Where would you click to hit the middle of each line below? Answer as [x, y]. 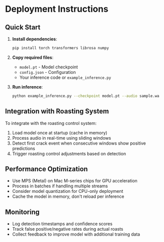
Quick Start [23, 27]
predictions [23, 148]
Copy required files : [33, 57]
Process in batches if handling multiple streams [60, 186]
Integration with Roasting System [57, 111]
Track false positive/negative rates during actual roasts [68, 229]
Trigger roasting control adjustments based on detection [69, 153]
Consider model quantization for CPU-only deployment [68, 191]
